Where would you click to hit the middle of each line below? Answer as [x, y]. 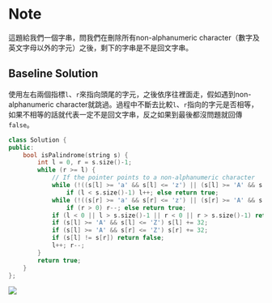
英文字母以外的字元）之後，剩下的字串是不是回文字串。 [100, 47]
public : [21, 147]
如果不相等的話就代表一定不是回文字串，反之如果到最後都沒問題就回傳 [125, 114]
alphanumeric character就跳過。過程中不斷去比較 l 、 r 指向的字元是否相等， [134, 104]
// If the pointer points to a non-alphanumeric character [153, 178]
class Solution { [38, 140]
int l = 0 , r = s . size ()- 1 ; [85, 163]
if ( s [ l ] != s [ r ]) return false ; [108, 238]
